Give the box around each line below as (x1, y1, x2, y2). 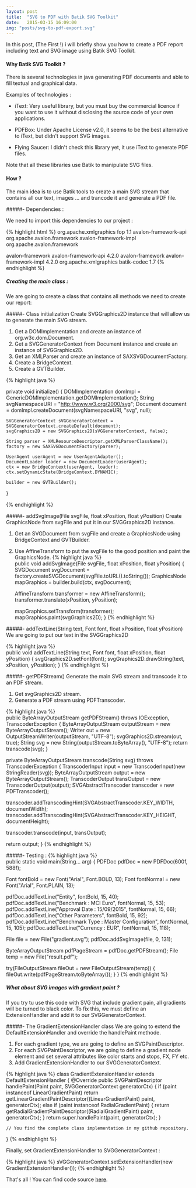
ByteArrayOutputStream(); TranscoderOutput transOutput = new (6, 775, 161, 782)
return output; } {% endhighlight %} (6, 840, 92, 847)
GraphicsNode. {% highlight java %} (14, 554, 102, 561)
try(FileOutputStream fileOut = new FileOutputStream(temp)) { (6, 964, 156, 971)
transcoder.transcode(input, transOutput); (6, 829, 107, 836)
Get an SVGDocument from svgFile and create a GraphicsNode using (14, 530, 181, 537)
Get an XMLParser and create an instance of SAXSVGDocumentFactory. (14, 353, 188, 360)
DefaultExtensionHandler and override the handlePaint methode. (6, 1029, 162, 1036)
